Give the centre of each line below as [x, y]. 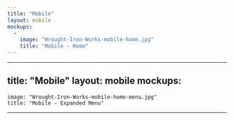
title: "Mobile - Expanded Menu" [56, 103]
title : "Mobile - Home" [54, 46]
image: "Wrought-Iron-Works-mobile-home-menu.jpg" [82, 97]
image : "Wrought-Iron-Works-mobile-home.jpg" [87, 40]
